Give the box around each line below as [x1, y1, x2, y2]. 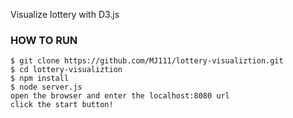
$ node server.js [10, 82, 83, 93]
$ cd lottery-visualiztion [10, 65, 123, 75]
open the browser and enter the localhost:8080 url [10, 91, 230, 101]
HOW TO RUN [10, 33, 78, 47]
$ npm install [10, 74, 70, 84]
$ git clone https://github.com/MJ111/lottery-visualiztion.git [10, 56, 284, 66]
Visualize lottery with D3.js [10, 9, 120, 20]
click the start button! [10, 100, 114, 110]
